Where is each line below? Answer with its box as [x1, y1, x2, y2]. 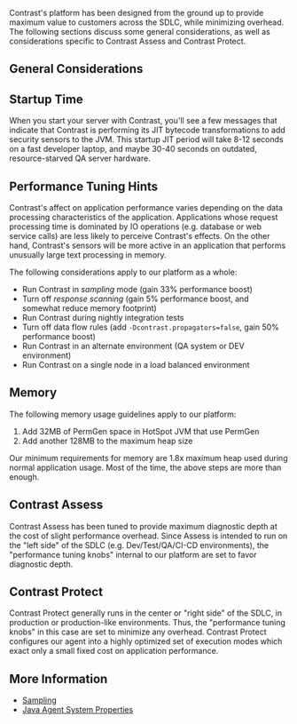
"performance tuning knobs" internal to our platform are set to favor [9, 549, 257, 560]
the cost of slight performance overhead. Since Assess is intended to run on [9, 530, 288, 541]
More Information [9, 671, 108, 687]
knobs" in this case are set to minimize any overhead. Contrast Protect [9, 626, 268, 638]
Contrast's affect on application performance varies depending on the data [9, 203, 284, 213]
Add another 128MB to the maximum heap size [21, 435, 193, 446]
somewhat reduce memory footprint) [21, 303, 157, 314]
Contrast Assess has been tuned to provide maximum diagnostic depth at [9, 521, 277, 531]
